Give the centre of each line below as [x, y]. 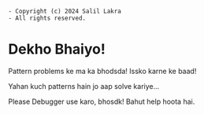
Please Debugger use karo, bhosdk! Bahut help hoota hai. [102, 101]
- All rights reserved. [47, 18]
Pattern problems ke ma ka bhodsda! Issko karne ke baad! [102, 71]
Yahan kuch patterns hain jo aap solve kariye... [84, 86]
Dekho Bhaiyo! [57, 49]
